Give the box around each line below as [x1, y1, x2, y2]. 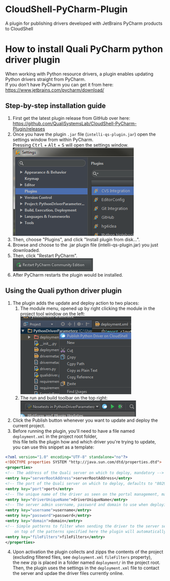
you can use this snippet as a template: [12, 444, 95, 450]
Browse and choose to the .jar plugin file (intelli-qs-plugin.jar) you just [12, 242, 158, 248]
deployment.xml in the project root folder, [12, 433, 98, 439]
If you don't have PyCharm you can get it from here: [5, 81, 114, 87]
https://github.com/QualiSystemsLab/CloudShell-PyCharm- [12, 120, 137, 126]
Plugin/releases [12, 125, 46, 132]
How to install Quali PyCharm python [5, 43, 163, 55]
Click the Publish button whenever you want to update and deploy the [12, 417, 158, 423]
